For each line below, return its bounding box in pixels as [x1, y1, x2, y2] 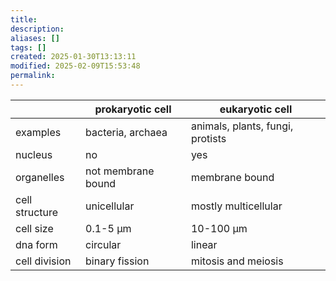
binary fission [85, 254, 150, 268]
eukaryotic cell [219, 102, 293, 116]
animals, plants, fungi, [190, 119, 294, 133]
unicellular [85, 199, 135, 213]
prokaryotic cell [94, 102, 172, 116]
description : [10, 24, 65, 34]
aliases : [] [10, 33, 60, 43]
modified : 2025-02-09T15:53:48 [10, 61, 141, 71]
